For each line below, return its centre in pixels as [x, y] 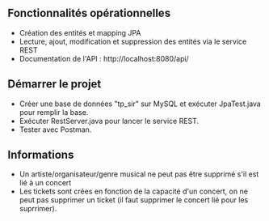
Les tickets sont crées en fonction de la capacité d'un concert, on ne [133, 191]
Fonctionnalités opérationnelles [89, 13]
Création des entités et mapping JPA [80, 32]
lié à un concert [45, 183]
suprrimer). [38, 209]
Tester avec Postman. [55, 130]
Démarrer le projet [55, 84]
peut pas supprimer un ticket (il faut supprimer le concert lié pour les [134, 200]
